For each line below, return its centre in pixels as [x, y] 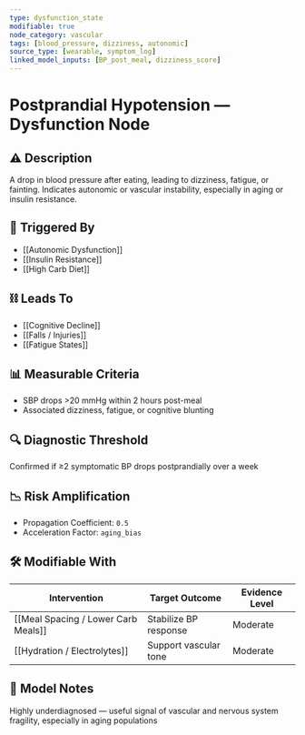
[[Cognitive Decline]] [62, 325]
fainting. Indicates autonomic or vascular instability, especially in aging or [147, 189]
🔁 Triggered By [52, 228]
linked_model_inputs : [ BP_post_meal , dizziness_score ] [115, 60]
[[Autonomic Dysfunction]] [72, 249]
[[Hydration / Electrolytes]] [71, 650]
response [167, 630]
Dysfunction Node [80, 125]
